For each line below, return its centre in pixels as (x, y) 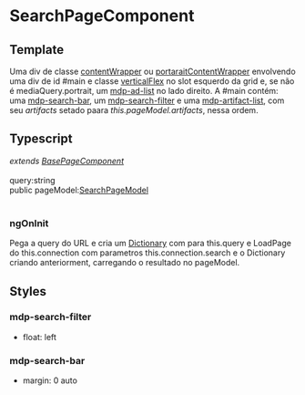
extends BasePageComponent (67, 161)
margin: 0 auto (50, 380)
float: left (40, 337)
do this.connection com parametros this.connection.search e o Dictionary (147, 253)
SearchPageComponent (102, 16)
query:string (33, 180)
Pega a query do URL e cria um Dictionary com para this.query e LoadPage (150, 244)
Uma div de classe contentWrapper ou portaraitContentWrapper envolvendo (152, 71)
